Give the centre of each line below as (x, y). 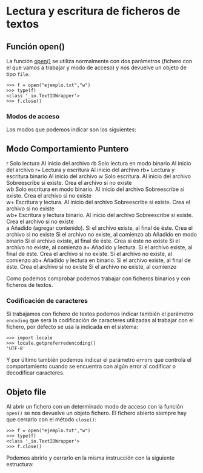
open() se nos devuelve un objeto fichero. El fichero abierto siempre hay (96, 413)
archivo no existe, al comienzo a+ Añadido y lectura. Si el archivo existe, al (99, 247)
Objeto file (26, 392)
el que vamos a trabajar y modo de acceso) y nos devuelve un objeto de (96, 67)
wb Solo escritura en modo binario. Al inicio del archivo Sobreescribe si (95, 189)
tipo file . (18, 74)
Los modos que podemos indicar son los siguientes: (71, 129)
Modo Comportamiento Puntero (68, 149)
